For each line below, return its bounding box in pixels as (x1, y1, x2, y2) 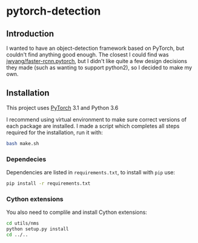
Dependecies (6, 155, 47, 163)
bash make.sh (6, 140, 39, 146)
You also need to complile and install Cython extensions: (6, 208, 147, 216)
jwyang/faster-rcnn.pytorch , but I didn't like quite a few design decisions (6, 58, 188, 64)
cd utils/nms (6, 221, 39, 227)
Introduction (6, 29, 54, 39)
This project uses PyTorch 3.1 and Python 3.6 (6, 104, 119, 111)
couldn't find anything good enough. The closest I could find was (6, 51, 169, 58)
